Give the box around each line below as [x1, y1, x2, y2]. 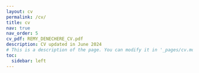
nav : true [6, 25, 31, 31]
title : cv [6, 19, 31, 25]
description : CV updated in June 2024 [6, 42, 102, 48]
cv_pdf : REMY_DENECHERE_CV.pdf [6, 36, 84, 42]
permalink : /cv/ [6, 14, 46, 20]
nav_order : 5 [6, 31, 38, 36]
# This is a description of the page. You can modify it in [6, 47, 158, 53]
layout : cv [6, 8, 33, 15]
